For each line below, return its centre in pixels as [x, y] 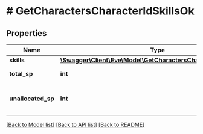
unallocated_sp [32, 99]
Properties [27, 33]
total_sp [21, 74]
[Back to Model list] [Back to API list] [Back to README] [76, 125]
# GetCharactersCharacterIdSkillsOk [100, 11]
